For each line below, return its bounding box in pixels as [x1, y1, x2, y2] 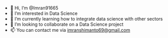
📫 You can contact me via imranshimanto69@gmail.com [10, 27, 131, 33]
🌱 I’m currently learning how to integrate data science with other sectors [10, 16, 163, 22]
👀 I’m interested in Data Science [10, 10, 78, 16]
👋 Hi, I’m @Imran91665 [10, 5, 58, 11]
